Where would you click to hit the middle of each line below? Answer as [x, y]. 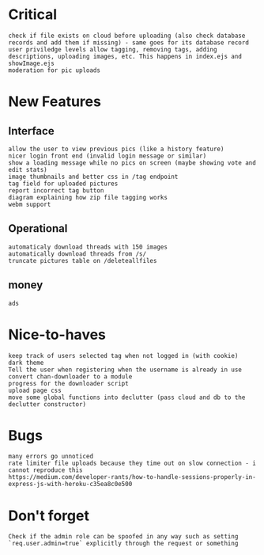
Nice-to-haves [57, 335]
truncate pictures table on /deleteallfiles [83, 260]
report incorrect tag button [56, 190]
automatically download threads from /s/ [77, 254]
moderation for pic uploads [55, 70]
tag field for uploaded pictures [63, 184]
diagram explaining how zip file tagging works [88, 197]
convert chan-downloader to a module [70, 376]
